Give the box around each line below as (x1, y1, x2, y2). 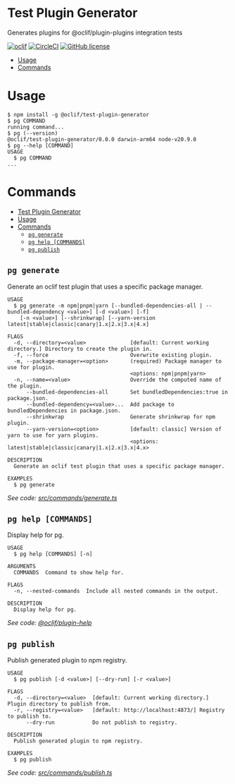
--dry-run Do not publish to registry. (25, 719, 178, 726)
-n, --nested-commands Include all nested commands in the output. (13, 588, 219, 595)
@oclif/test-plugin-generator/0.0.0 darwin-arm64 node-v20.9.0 (7, 135, 197, 143)
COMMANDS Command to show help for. (13, 569, 125, 577)
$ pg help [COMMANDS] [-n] (13, 550, 93, 558)
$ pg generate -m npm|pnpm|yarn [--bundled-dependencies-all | (13, 302, 203, 309)
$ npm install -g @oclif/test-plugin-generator (7, 111, 150, 118)
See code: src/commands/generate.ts (7, 493, 118, 502)
